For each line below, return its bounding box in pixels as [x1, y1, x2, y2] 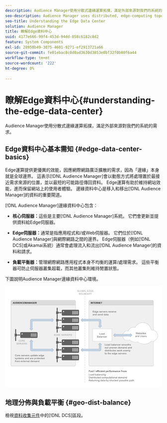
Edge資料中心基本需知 [5, 145, 74, 153]
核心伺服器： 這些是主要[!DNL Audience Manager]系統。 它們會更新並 [12, 213, 155, 219]
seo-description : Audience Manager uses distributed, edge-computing [5, 13, 153, 18]
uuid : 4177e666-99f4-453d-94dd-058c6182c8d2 [5, 34, 99, 39]
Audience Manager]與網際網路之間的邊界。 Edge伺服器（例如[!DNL [12, 236, 151, 242]
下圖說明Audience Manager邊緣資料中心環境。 [5, 276, 101, 282]
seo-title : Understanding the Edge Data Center [5, 18, 106, 23]
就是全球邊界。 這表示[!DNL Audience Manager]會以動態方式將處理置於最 [5, 173, 156, 179]
